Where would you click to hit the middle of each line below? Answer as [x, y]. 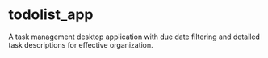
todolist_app [51, 15]
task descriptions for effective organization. [81, 44]
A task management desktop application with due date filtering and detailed [134, 37]
